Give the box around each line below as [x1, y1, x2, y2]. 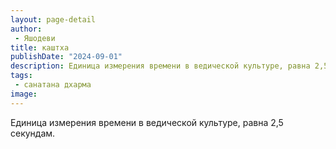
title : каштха [10, 42, 70, 53]
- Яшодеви [14, 33, 56, 43]
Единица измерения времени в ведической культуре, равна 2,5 [10, 116, 284, 128]
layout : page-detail [10, 14, 97, 25]
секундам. [10, 127, 56, 139]
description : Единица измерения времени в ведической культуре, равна [10, 61, 311, 71]
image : [10, 89, 38, 99]
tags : [10, 71, 33, 81]
